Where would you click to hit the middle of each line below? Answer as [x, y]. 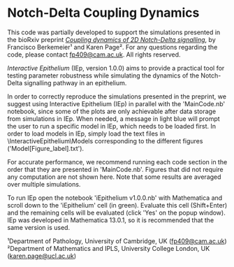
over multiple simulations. [44, 184]
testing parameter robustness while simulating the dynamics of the [103, 75]
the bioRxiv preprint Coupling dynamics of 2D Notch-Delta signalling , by [111, 39]
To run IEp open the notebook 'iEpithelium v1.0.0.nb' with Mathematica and [115, 198]
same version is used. [39, 227]
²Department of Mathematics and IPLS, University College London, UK [109, 248]
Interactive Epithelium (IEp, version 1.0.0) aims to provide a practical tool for [116, 68]
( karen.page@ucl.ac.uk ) [42, 256]
